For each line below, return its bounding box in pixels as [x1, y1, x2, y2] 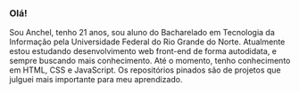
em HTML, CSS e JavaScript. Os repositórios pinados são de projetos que [9, 65, 281, 75]
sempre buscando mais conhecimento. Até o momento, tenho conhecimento [9, 56, 291, 66]
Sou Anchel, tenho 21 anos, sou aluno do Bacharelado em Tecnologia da [9, 27, 275, 38]
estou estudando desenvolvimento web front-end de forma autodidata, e [9, 46, 278, 57]
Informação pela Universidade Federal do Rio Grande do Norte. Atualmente [9, 36, 286, 47]
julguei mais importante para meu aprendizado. [9, 74, 183, 85]
